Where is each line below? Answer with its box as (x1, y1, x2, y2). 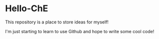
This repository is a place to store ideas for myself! (5, 19, 109, 25)
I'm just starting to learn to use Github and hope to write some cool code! (5, 28, 155, 34)
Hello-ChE (5, 3, 49, 14)
